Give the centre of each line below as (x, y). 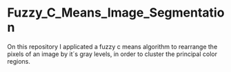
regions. (19, 61)
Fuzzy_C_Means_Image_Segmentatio (116, 13)
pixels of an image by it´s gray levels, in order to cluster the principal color (112, 54)
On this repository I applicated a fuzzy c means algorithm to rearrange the (112, 46)
